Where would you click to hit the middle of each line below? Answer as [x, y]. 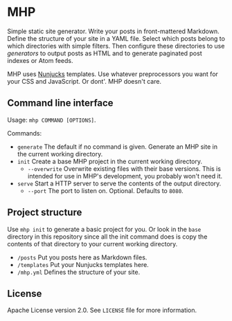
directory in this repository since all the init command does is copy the [107, 237]
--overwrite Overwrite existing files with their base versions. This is [124, 168]
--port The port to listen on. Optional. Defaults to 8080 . [105, 190]
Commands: [25, 133]
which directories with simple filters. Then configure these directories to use [116, 46]
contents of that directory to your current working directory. [92, 244]
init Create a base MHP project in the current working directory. [110, 161]
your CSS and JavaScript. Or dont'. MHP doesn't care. [84, 81]
